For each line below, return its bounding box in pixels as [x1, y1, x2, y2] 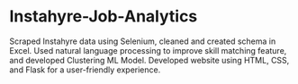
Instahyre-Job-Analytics [9, 6, 198, 27]
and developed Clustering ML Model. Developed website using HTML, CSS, [9, 55, 290, 65]
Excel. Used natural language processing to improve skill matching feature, [9, 45, 287, 55]
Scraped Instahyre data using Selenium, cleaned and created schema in [9, 36, 276, 46]
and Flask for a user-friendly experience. [9, 64, 161, 75]
